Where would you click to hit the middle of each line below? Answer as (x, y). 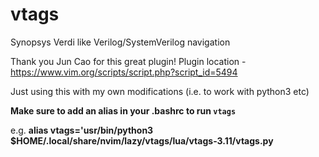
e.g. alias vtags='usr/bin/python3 (82, 130)
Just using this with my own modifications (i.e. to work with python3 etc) (160, 91)
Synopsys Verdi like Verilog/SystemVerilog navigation (120, 42)
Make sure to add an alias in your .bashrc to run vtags (123, 110)
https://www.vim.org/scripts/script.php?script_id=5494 (124, 72)
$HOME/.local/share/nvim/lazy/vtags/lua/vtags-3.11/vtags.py (142, 140)
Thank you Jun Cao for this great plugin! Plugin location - (128, 61)
